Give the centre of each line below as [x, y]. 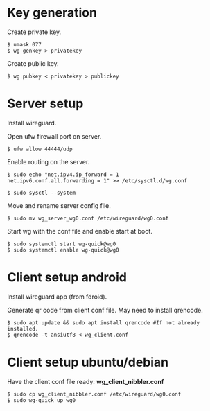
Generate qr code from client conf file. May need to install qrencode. [105, 310]
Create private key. [34, 32]
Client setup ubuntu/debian [88, 362]
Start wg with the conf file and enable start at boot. [80, 231]
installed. [23, 329]
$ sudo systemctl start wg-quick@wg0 [62, 244]
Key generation [52, 13]
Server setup [45, 104]
